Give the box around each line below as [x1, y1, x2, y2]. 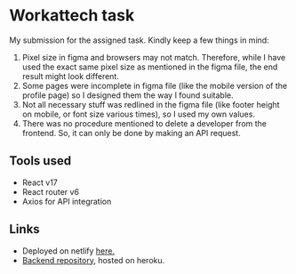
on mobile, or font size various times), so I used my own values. [21, 109, 256, 119]
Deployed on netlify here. [21, 246, 116, 256]
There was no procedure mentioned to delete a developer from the [21, 117, 268, 129]
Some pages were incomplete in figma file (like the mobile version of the [21, 80, 287, 91]
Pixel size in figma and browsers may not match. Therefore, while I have [21, 52, 286, 62]
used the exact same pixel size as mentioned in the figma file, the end [21, 61, 278, 72]
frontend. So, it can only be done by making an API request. [21, 127, 242, 138]
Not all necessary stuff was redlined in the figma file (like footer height [21, 99, 280, 109]
